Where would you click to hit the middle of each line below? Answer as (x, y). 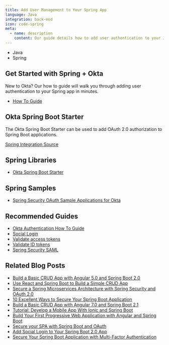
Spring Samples (31, 188)
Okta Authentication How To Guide (48, 228)
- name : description (31, 33)
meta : (11, 29)
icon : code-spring (24, 24)
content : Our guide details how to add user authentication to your (88, 38)
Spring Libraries (31, 160)
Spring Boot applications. (31, 134)
